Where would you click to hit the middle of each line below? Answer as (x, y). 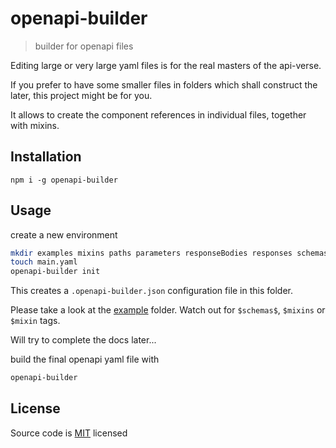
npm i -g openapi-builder (64, 180)
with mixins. (35, 125)
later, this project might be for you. (81, 95)
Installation (46, 157)
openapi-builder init (55, 272)
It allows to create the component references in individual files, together (158, 114)
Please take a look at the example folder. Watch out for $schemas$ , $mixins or (168, 310)
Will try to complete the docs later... (83, 340)
